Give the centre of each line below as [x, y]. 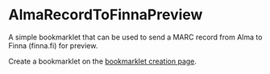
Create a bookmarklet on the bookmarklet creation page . [103, 61]
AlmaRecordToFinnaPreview [106, 15]
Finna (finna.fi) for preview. [53, 45]
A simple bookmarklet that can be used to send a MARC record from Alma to [135, 37]
